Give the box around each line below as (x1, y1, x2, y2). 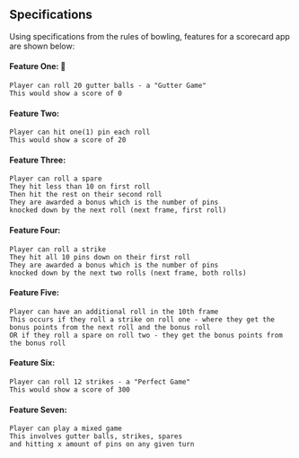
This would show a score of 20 (9, 136, 127, 145)
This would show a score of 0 (9, 89, 123, 98)
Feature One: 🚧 (9, 61, 66, 72)
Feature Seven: (9, 404, 67, 415)
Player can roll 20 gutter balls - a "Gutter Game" (9, 81, 207, 91)
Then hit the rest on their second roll (9, 190, 163, 199)
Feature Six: (9, 357, 56, 368)
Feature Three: (9, 154, 66, 165)
